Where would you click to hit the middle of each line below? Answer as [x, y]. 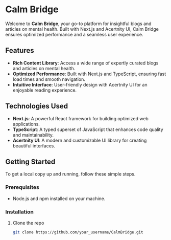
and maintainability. [33, 135]
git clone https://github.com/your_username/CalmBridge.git [78, 232]
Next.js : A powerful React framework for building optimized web [81, 118]
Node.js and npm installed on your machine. [59, 199]
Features [20, 50]
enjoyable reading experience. [45, 90]
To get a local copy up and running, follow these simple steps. [70, 174]
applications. [26, 124]
